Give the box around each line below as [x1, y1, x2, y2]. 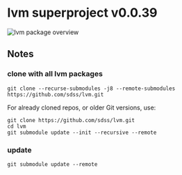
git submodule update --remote [7, 160, 98, 168]
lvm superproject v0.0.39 [7, 5, 158, 21]
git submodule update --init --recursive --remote [7, 129, 157, 136]
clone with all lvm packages [7, 69, 103, 79]
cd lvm [7, 123, 26, 130]
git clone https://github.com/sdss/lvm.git [7, 116, 135, 123]
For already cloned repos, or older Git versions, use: [7, 103, 156, 112]
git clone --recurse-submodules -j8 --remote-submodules [7, 85, 176, 92]
